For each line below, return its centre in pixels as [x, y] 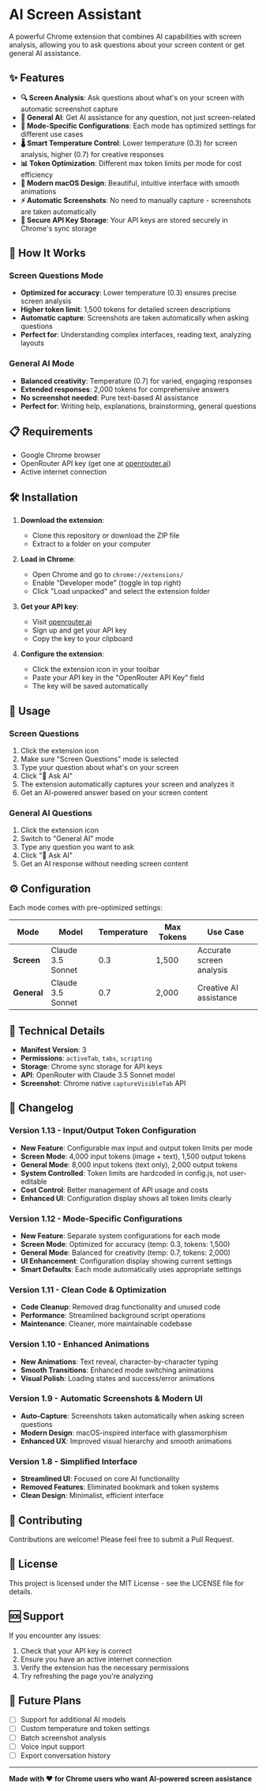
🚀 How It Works [47, 253]
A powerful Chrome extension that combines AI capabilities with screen [125, 36]
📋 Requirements [51, 432]
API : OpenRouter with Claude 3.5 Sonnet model [98, 1075]
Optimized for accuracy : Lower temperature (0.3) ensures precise [128, 293]
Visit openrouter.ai [62, 622]
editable [34, 1181]
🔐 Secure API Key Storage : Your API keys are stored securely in [124, 220]
